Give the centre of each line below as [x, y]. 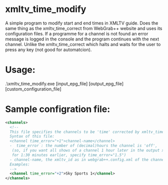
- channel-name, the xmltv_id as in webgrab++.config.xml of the [79, 159]
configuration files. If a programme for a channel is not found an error [77, 33]
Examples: [20, 164]
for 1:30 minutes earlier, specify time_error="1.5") [69, 155]
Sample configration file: [58, 109]
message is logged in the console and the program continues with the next [82, 39]
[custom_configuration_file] [33, 89]
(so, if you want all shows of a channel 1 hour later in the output [86, 150]
